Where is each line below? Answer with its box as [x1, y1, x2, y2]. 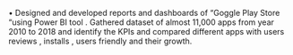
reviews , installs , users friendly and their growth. [8, 35, 193, 46]
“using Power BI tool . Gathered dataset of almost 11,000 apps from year [8, 17, 275, 27]
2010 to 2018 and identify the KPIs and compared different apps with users [8, 27, 285, 36]
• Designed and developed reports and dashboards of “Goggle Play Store [8, 8, 280, 18]
